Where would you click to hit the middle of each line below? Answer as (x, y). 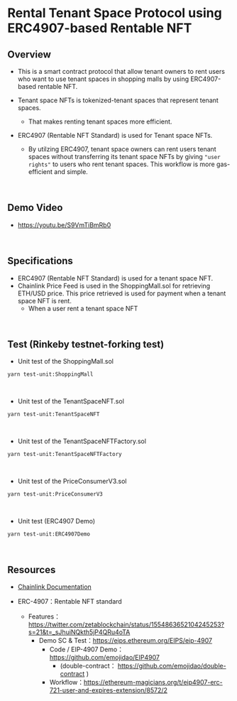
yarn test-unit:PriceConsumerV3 (55, 494)
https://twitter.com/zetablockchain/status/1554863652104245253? (126, 625)
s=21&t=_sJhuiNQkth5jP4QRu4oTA (79, 632)
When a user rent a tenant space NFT (83, 308)
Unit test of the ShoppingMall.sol (65, 362)
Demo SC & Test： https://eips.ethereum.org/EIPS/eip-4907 (126, 641)
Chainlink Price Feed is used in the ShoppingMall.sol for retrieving (114, 286)
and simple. (71, 172)
